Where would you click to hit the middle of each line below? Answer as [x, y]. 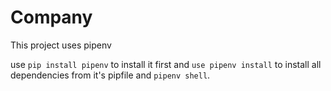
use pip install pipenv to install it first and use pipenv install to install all [166, 64]
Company [51, 17]
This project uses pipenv [61, 45]
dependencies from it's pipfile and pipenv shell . [110, 75]
